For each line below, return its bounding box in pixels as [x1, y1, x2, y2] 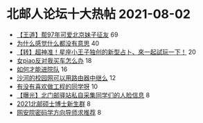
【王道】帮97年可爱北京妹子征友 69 [16, 30, 118, 39]
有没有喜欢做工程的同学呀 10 [16, 82, 98, 91]
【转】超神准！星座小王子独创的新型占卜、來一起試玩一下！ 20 [16, 48, 197, 56]
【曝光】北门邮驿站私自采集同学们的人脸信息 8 [16, 91, 150, 99]
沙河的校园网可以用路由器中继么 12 [16, 73, 116, 82]
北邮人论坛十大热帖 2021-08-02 [6, 6, 191, 22]
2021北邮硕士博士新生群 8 [16, 100, 91, 108]
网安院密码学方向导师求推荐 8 [16, 108, 102, 116]
